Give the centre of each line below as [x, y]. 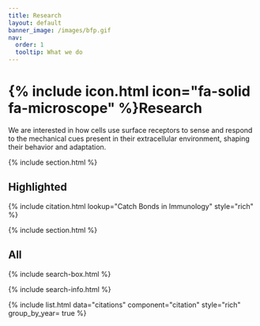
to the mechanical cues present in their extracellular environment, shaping [129, 138]
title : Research [35, 15]
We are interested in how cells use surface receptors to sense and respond [130, 130]
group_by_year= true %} [47, 313]
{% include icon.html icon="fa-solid [129, 91]
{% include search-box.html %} [60, 274]
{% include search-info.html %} [60, 289]
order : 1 [30, 45]
